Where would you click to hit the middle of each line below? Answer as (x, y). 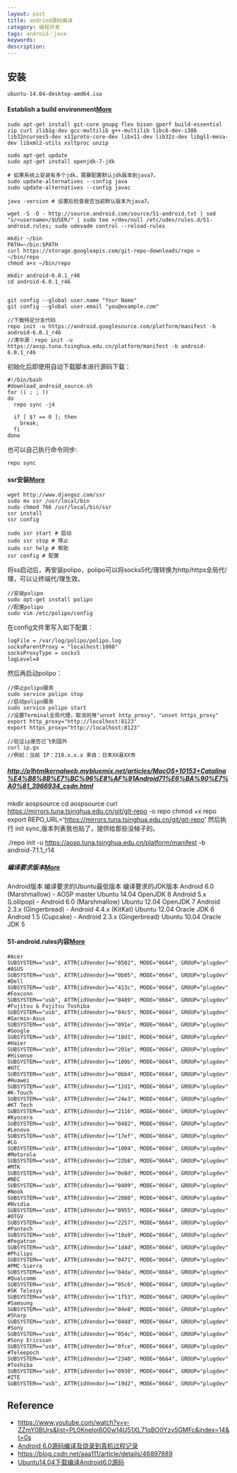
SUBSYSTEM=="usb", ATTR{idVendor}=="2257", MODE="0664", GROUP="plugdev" (118, 1223)
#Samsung (20, 1303)
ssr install (25, 513)
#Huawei (19, 1081)
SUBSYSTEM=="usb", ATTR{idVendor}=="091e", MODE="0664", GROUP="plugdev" (118, 1025)
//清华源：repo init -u (40, 340)
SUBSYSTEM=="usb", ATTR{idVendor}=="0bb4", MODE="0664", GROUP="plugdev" (118, 1075)
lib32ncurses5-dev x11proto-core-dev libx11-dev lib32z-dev (98, 137)
